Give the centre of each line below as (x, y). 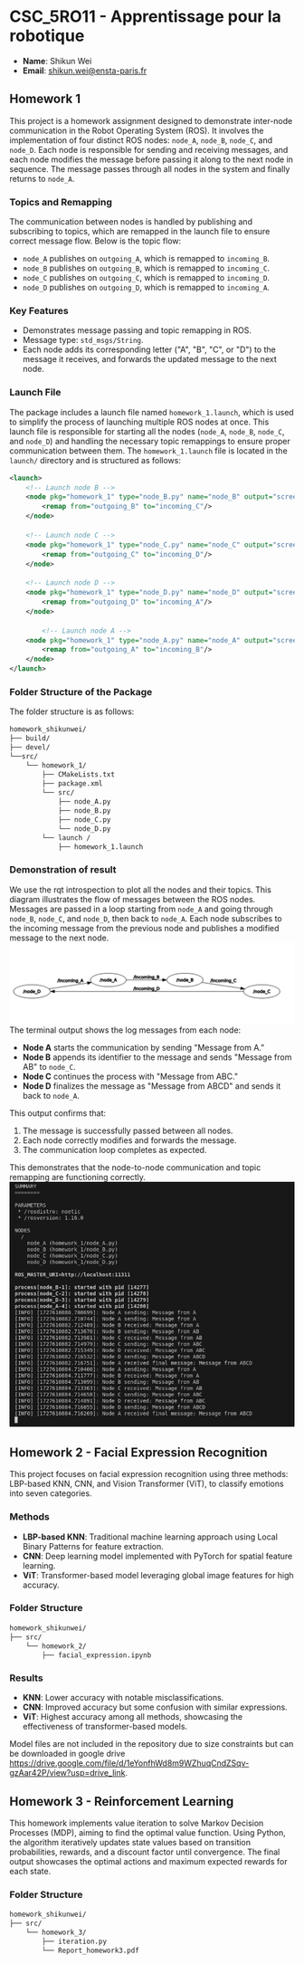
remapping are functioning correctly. (78, 1177)
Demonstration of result (63, 870)
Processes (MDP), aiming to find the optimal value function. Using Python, (148, 1832)
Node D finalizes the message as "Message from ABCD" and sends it (152, 1086)
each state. (30, 1871)
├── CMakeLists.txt (79, 775)
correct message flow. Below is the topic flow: (95, 241)
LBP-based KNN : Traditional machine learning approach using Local (150, 1537)
